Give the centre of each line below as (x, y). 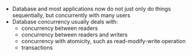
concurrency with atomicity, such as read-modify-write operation (104, 41)
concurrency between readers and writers (74, 35)
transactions (37, 47)
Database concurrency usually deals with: (65, 22)
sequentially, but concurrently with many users (71, 15)
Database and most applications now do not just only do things (91, 9)
